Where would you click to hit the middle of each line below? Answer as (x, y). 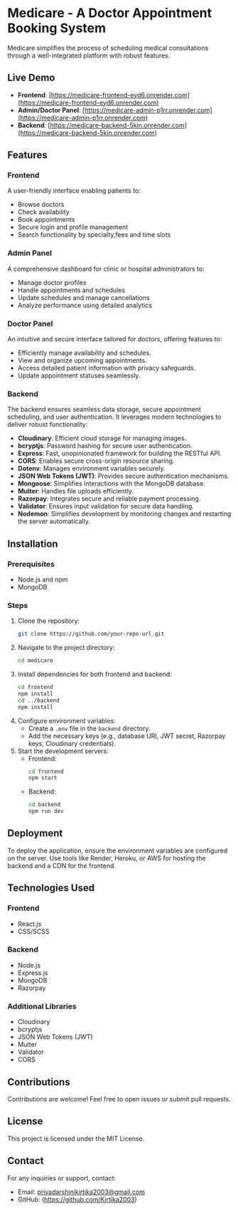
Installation (33, 544)
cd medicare (35, 661)
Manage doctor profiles (52, 282)
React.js (29, 924)
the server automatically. (54, 521)
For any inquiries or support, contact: (61, 1178)
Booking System (57, 28)
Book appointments (46, 220)
